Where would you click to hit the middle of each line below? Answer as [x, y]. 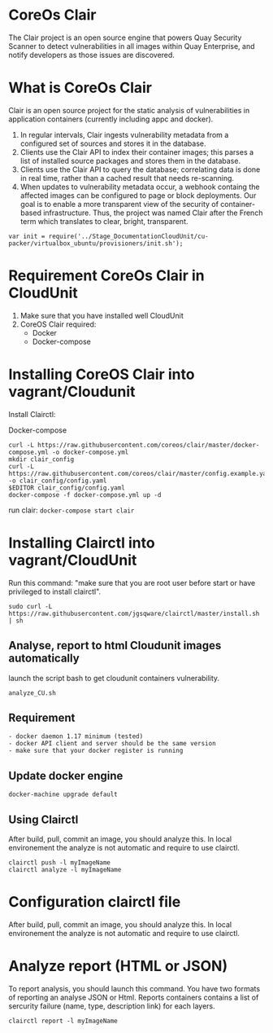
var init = [27, 236]
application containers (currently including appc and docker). [111, 119]
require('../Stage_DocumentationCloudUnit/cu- [128, 236]
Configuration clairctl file [95, 902]
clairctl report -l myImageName [63, 1021]
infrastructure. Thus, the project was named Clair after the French [153, 213]
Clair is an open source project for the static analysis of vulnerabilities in [129, 110]
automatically [44, 659]
